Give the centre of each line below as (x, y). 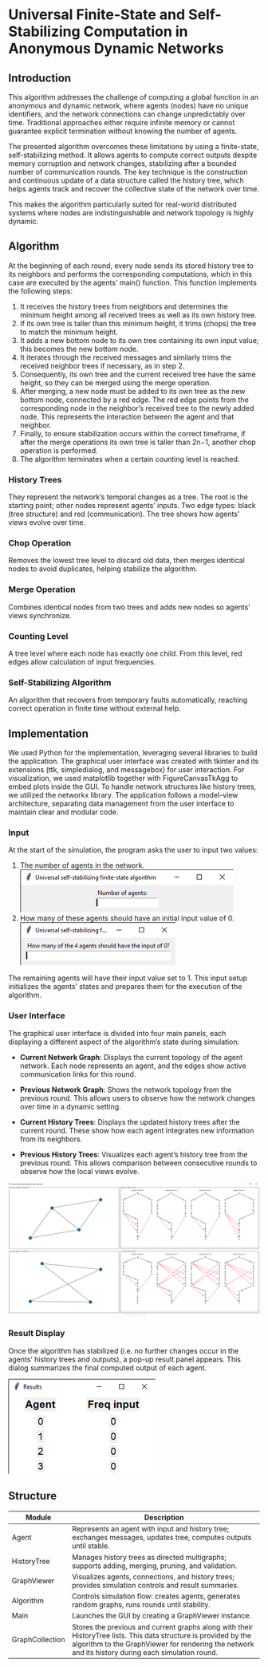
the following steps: (41, 291)
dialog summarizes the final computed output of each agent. (108, 1367)
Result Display (37, 1334)
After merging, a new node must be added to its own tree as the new (132, 391)
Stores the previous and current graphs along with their (162, 1627)
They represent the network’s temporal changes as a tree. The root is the (128, 497)
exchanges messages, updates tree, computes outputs (162, 1538)
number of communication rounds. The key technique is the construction (128, 172)
